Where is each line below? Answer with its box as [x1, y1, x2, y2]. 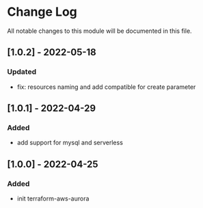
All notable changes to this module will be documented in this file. [7, 27, 193, 35]
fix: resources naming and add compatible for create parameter [16, 83, 196, 91]
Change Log [7, 4, 77, 20]
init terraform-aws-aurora [16, 194, 90, 203]
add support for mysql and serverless [16, 138, 123, 147]
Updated [7, 67, 36, 77]
